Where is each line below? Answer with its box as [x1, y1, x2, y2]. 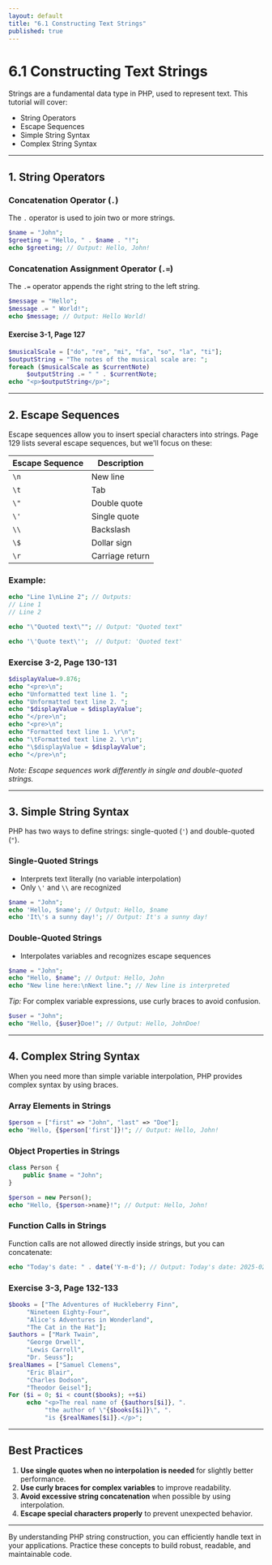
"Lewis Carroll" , [26, 1346, 85, 1354]
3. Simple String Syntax [8, 804, 130, 818]
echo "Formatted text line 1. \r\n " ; [8, 728, 136, 736]
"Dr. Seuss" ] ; [26, 1353, 74, 1362]
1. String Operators [8, 170, 105, 183]
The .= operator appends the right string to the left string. [8, 281, 201, 291]
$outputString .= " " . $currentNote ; [26, 370, 158, 378]
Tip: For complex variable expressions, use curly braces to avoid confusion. [8, 996, 261, 1007]
